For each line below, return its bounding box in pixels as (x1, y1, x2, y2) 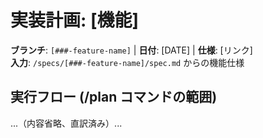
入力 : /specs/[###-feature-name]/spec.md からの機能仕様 (10, 56, 245, 68)
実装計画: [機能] (10, 9, 140, 32)
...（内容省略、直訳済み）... (10, 117, 123, 129)
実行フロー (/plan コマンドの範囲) (10, 89, 218, 106)
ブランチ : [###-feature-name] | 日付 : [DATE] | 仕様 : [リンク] (10, 44, 253, 56)
